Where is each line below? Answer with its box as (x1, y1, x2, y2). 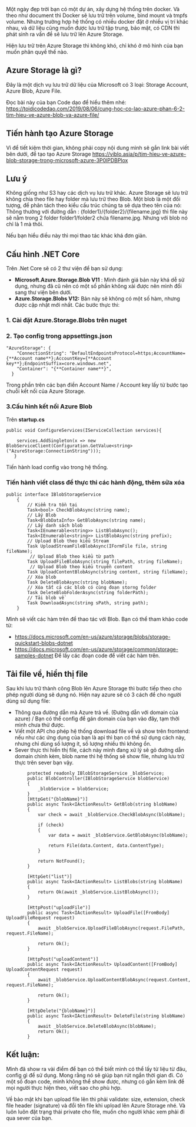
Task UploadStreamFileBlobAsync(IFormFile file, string (27, 543, 167, 549)
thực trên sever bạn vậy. (14, 759, 74, 766)
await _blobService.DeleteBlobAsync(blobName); (37, 1023, 157, 1029)
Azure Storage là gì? (6, 65, 82, 76)
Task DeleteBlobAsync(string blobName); (27, 579, 128, 585)
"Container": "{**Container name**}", (16, 366, 112, 372)
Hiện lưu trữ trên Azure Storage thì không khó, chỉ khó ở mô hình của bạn (6, 42, 184, 49)
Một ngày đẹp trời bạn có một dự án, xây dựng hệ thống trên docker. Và (6, 6, 180, 12)
